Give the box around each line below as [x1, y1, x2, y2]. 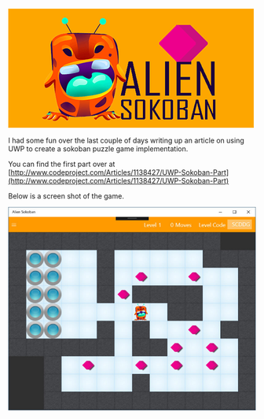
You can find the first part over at [8, 159, 115, 169]
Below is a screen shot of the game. [8, 191, 124, 201]
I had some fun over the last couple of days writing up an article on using [8, 135, 245, 145]
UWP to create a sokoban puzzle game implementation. [8, 144, 189, 154]
